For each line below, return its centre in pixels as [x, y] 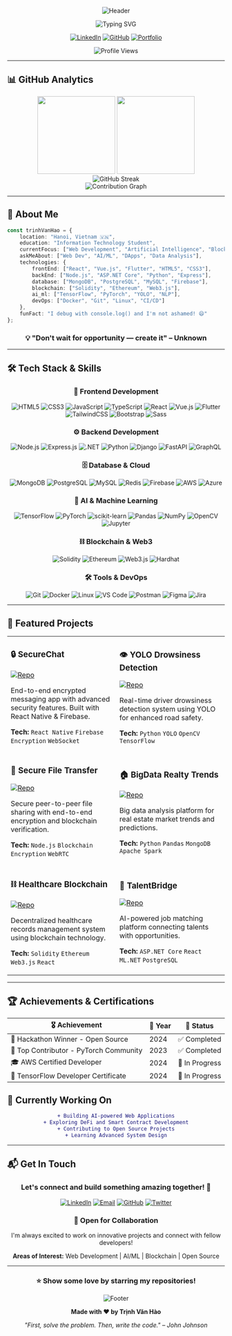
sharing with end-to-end [52, 812]
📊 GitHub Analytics [50, 80]
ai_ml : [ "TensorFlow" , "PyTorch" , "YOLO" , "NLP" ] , [106, 294]
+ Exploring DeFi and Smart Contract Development [116, 1123]
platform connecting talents [164, 927]
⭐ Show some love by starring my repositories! [116, 1281]
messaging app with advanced [60, 699]
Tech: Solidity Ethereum [50, 953]
